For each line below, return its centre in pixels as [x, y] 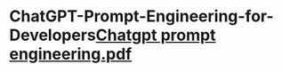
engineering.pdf [71, 54]
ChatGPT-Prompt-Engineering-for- [141, 16]
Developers [52, 35]
